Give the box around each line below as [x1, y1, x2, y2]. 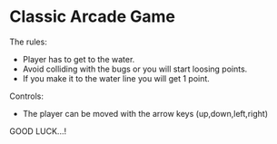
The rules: [9, 36, 47, 47]
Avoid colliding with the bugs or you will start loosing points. [22, 63, 248, 74]
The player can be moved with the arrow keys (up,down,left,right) [22, 108, 268, 119]
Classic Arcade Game [9, 6, 175, 27]
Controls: [9, 91, 44, 101]
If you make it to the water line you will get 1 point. [22, 72, 211, 83]
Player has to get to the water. [22, 53, 135, 64]
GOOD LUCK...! [9, 125, 66, 137]
